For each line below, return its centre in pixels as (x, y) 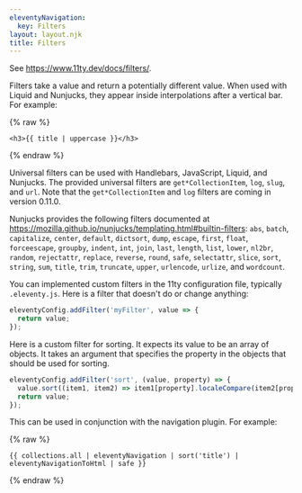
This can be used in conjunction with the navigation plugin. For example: (143, 422)
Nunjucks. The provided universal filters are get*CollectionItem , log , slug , (147, 183)
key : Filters (42, 26)
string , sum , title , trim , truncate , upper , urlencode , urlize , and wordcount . (147, 267)
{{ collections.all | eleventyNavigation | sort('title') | (124, 456)
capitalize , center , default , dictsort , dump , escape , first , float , (129, 238)
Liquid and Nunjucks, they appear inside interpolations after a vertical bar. (146, 95)
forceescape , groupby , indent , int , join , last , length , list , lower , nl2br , (142, 247)
